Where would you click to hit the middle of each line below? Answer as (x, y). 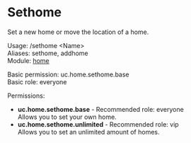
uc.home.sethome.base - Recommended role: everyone (100, 109)
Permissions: (26, 96)
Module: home (28, 60)
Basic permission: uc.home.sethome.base (68, 74)
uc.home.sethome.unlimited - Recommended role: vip (98, 124)
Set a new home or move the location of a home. (78, 32)
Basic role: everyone (37, 81)
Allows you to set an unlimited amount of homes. (89, 132)
